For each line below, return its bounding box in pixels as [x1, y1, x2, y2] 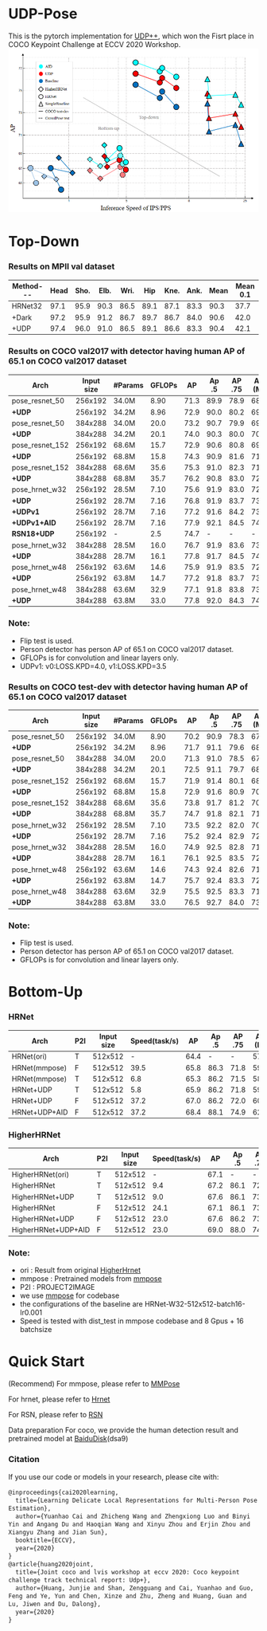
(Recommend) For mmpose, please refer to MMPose [8, 1379, 180, 1389]
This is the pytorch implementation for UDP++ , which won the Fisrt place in [8, 31, 254, 41]
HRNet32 [11, 301, 42, 311]
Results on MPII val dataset [8, 261, 115, 272]
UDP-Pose [8, 5, 78, 23]
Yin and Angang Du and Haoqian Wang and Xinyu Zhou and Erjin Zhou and [8, 1520, 250, 1528]
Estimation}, [8, 1504, 52, 1512]
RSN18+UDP [11, 529, 55, 539]
